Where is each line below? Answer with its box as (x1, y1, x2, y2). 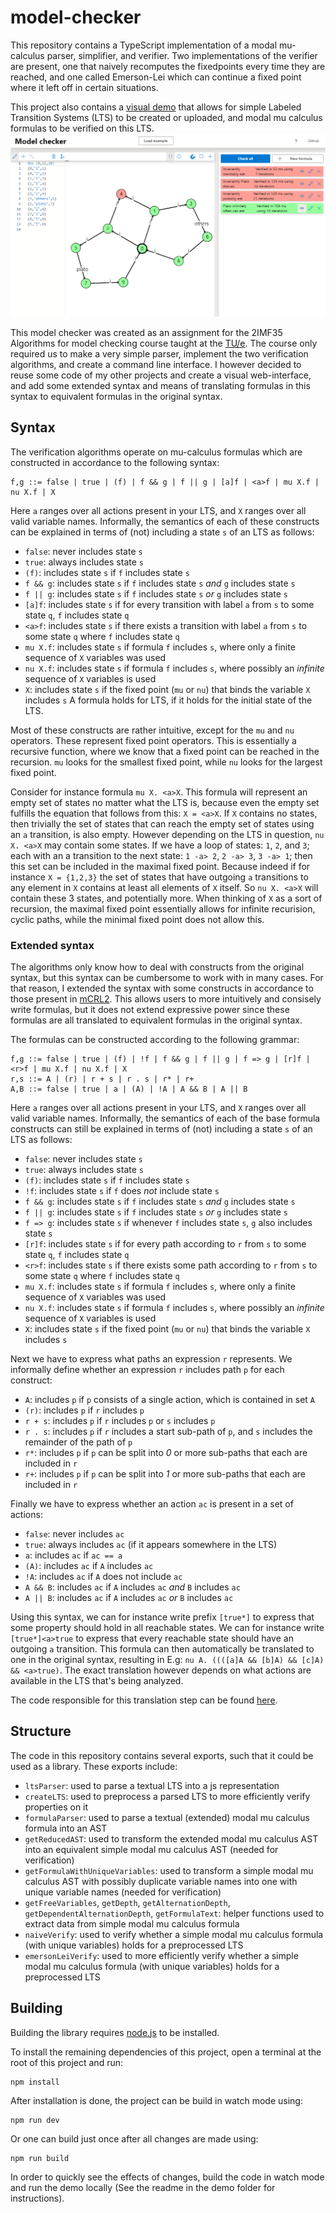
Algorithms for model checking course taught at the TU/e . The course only (10, 337, 318, 349)
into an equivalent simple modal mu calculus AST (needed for (24, 1843, 279, 1855)
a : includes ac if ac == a (24, 1549, 123, 1561)
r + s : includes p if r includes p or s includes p (24, 1414, 216, 1426)
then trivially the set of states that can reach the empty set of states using (10, 817, 315, 830)
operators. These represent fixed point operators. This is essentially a (10, 734, 297, 746)
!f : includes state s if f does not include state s (24, 1184, 220, 1196)
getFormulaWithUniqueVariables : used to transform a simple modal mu (24, 1864, 314, 1876)
